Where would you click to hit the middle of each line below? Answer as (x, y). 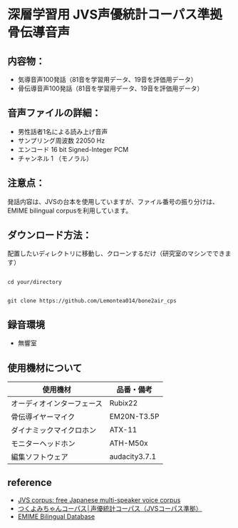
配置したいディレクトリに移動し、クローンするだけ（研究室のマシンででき (117, 253)
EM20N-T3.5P (134, 417)
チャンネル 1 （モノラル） (55, 158)
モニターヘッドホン (43, 444)
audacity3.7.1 (133, 457)
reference (30, 483)
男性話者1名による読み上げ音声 (63, 131)
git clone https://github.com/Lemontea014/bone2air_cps (92, 301)
